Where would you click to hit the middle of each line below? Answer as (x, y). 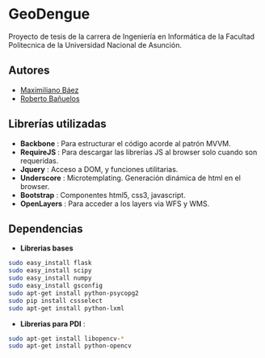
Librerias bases (46, 248)
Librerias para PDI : (53, 323)
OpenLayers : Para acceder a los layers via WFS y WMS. (115, 204)
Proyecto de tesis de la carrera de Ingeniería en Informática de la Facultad (132, 36)
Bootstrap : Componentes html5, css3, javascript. (103, 195)
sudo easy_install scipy (50, 271)
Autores (29, 71)
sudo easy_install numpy (50, 278)
